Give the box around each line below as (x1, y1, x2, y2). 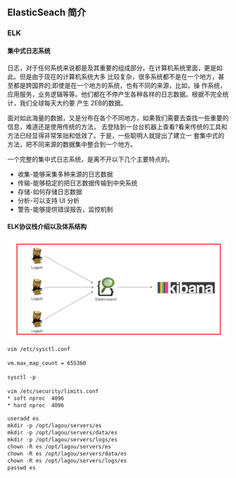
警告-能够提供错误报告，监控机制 (17, 205, 114, 213)
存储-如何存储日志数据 (17, 187, 83, 195)
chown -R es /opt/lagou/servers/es (7, 444, 112, 451)
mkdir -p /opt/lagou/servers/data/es (7, 429, 118, 437)
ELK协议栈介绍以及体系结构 (7, 222, 87, 231)
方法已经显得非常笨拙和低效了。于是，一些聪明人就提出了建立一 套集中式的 (7, 131, 225, 139)
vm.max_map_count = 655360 (7, 360, 86, 367)
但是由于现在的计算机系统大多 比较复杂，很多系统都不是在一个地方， (19, 72, 218, 81)
